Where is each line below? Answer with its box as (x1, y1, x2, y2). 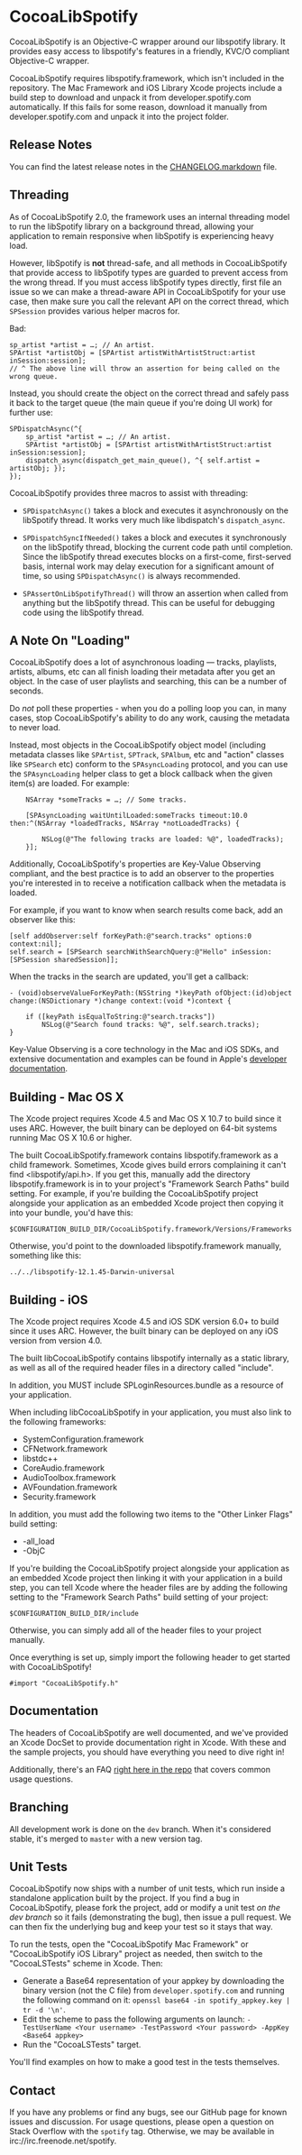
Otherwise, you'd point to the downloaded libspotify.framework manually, (9, 1241, 282, 1252)
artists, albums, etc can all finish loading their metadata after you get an (9, 666, 276, 677)
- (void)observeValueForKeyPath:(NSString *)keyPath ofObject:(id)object (9, 989, 293, 998)
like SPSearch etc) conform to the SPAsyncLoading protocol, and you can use (9, 759, 288, 770)
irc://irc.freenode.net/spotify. (9, 2135, 117, 2147)
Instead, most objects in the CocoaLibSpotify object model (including (9, 739, 266, 750)
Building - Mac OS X (9, 1089, 124, 1105)
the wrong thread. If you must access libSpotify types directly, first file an (9, 277, 282, 288)
